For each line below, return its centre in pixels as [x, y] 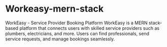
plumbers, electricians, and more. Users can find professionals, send [77, 33]
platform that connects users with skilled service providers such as [90, 28]
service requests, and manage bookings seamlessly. [60, 39]
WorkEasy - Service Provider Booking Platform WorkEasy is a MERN [77, 23]
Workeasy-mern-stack [55, 9]
